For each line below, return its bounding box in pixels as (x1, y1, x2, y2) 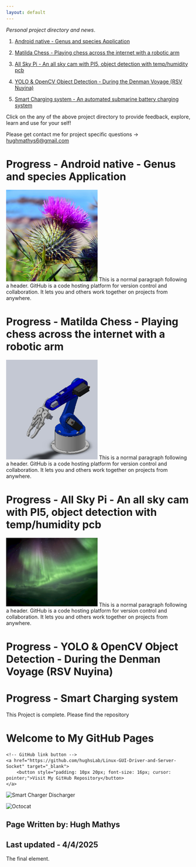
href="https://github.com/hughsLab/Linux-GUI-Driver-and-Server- (13, 758, 177, 764)
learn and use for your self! (6, 119, 71, 126)
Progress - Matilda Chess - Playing (6, 315, 178, 328)
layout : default (6, 9, 46, 15)
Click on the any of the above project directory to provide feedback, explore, (6, 113, 191, 120)
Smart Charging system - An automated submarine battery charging (14, 96, 179, 103)
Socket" (6, 764, 25, 770)
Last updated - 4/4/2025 (6, 839, 98, 849)
